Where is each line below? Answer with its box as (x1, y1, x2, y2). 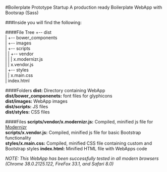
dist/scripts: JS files (5, 104, 48, 109)
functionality (5, 135, 31, 141)
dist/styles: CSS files (5, 109, 50, 115)
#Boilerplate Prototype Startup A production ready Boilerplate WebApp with (5, 5, 162, 10)
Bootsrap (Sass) (5, 10, 39, 16)
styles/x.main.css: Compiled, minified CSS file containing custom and (5, 140, 152, 146)
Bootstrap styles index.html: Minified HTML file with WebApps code (5, 146, 147, 151)
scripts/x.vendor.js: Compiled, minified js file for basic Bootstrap (5, 130, 141, 136)
